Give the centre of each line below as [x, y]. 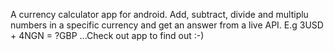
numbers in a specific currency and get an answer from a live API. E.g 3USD [167, 25]
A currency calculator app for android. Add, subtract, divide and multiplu [159, 14]
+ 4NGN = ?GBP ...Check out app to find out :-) [107, 35]
